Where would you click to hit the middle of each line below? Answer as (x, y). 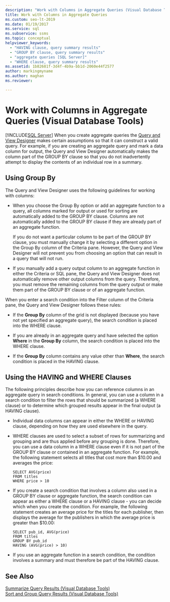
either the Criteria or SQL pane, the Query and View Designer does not (86, 273)
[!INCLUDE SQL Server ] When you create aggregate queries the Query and (83, 135)
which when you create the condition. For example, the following (80, 507)
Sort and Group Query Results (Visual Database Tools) (62, 594)
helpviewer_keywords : (28, 43)
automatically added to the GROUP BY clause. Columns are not (78, 216)
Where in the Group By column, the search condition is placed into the (86, 341)
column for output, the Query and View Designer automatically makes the (82, 151)
